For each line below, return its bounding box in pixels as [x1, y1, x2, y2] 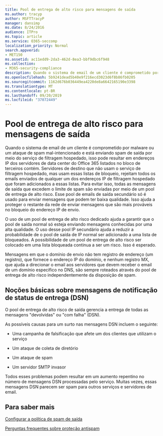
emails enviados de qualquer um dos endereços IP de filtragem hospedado [5, 176, 155, 182]
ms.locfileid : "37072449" [5, 98, 57, 103]
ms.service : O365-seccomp [5, 39, 57, 44]
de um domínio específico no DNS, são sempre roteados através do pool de [5, 267, 157, 273]
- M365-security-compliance [5, 66, 62, 71]
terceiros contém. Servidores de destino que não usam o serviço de [5, 166, 141, 172]
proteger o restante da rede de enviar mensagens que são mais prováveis [5, 202, 153, 208]
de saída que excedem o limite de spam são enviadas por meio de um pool [5, 186, 154, 192]
